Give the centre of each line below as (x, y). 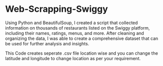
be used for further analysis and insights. (47, 43)
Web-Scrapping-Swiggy (57, 9)
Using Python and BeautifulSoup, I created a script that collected (72, 23)
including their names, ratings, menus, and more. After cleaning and (75, 33)
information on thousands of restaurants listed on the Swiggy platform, (78, 28)
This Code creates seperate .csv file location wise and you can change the (81, 53)
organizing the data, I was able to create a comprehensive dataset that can (82, 38)
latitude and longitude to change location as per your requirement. (73, 58)
